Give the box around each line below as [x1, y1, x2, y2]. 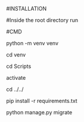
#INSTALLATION [6, 5, 46, 12]
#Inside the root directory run [6, 17, 79, 23]
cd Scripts [6, 62, 32, 70]
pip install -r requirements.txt [6, 98, 77, 104]
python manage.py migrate [6, 109, 73, 115]
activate [6, 74, 26, 81]
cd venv [6, 51, 26, 58]
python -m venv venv [6, 40, 58, 46]
